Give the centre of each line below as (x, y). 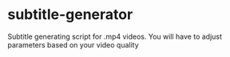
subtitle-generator (70, 15)
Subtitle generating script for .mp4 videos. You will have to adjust (115, 36)
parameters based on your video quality (73, 44)
